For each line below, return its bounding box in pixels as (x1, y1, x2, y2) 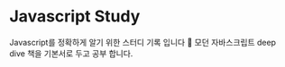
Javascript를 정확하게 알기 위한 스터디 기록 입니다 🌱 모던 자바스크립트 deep (9, 37, 277, 47)
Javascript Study (9, 6, 141, 27)
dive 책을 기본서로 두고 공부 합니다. (9, 47, 133, 59)
